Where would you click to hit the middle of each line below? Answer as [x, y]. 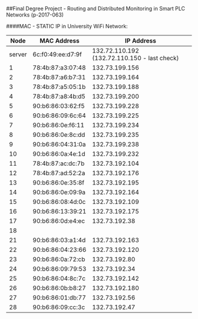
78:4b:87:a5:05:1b [59, 87]
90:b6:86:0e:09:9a [59, 192]
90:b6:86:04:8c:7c [59, 278]
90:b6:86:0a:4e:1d [59, 154]
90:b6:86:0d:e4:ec [59, 221]
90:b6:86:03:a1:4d [59, 240]
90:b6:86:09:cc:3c [59, 307]
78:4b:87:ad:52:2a [59, 173]
